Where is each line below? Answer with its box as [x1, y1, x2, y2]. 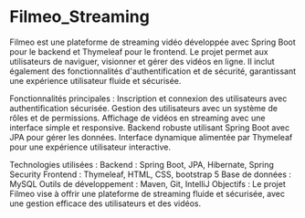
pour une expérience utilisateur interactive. [9, 141, 172, 152]
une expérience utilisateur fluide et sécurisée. [9, 75, 182, 86]
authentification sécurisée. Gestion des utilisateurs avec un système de [9, 102, 279, 113]
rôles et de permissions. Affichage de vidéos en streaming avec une [9, 112, 266, 123]
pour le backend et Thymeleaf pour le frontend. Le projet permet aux [9, 46, 268, 57]
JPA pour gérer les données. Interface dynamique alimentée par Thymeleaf [9, 131, 293, 142]
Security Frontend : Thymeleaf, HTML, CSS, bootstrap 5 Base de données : [9, 169, 292, 180]
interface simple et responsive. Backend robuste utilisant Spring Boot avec [9, 121, 290, 133]
